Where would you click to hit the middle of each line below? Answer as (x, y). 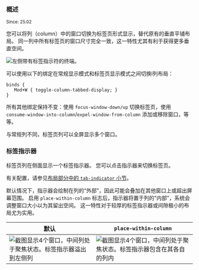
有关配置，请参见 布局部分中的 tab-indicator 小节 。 (69, 178)
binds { (16, 85)
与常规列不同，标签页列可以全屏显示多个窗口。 (63, 134)
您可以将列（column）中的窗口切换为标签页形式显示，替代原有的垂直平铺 (96, 34)
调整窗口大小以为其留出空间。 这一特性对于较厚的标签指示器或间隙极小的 (95, 205)
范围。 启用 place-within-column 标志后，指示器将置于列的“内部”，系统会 (101, 198)
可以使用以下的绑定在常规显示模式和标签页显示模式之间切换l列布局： (90, 74)
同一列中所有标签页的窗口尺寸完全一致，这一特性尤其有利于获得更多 (101, 41)
